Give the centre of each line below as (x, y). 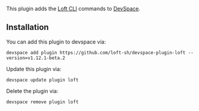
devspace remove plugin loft (42, 102)
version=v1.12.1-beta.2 (36, 58)
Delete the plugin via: (32, 91)
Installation (27, 27)
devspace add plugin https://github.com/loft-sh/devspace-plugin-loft (96, 53)
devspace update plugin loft (42, 80)
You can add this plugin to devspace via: (56, 42)
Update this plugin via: (34, 69)
